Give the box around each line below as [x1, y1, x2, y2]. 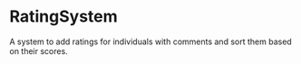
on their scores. [9, 45, 68, 56]
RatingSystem [9, 6, 118, 27]
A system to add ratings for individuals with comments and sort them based [9, 36, 292, 47]
